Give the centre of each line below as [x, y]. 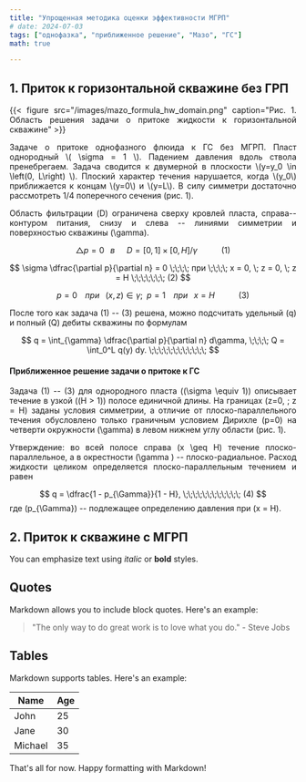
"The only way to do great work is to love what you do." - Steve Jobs [161, 627]
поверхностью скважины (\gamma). [80, 232]
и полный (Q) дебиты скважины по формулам [98, 323]
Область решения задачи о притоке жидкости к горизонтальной [153, 120]
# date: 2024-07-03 [46, 26]
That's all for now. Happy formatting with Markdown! [108, 767]
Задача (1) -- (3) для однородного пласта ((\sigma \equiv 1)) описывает [153, 391]
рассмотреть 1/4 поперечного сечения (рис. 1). [102, 196]
